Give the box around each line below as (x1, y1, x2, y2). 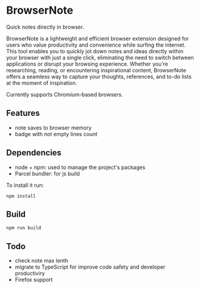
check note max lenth (14, 257, 69, 265)
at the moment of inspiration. (6, 79, 78, 87)
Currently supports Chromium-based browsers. (6, 91, 124, 98)
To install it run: (6, 182, 44, 189)
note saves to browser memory (14, 124, 92, 131)
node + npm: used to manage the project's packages (14, 164, 146, 171)
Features (6, 108, 40, 118)
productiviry (14, 270, 45, 277)
